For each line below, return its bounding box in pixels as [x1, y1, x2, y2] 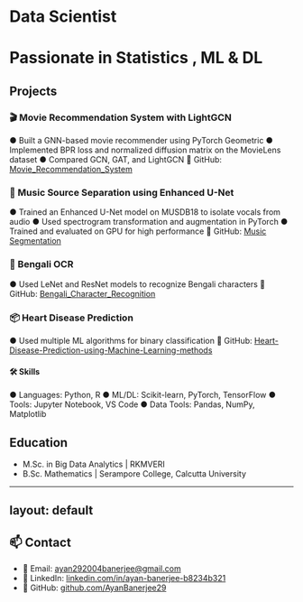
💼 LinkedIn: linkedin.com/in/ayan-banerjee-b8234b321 [22, 573, 226, 584]
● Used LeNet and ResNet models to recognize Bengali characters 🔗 [9, 278, 266, 290]
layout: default [9, 503, 94, 518]
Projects [9, 83, 58, 98]
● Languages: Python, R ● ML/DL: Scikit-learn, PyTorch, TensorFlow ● [9, 390, 277, 401]
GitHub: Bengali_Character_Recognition [9, 288, 156, 299]
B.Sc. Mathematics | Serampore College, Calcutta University [22, 468, 246, 479]
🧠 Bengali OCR [9, 258, 74, 271]
